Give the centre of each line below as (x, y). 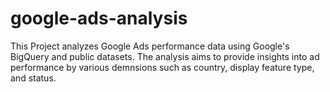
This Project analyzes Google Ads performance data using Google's (150, 46)
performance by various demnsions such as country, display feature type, (162, 67)
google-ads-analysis (99, 18)
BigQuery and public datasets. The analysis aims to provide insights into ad (165, 56)
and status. (33, 78)
